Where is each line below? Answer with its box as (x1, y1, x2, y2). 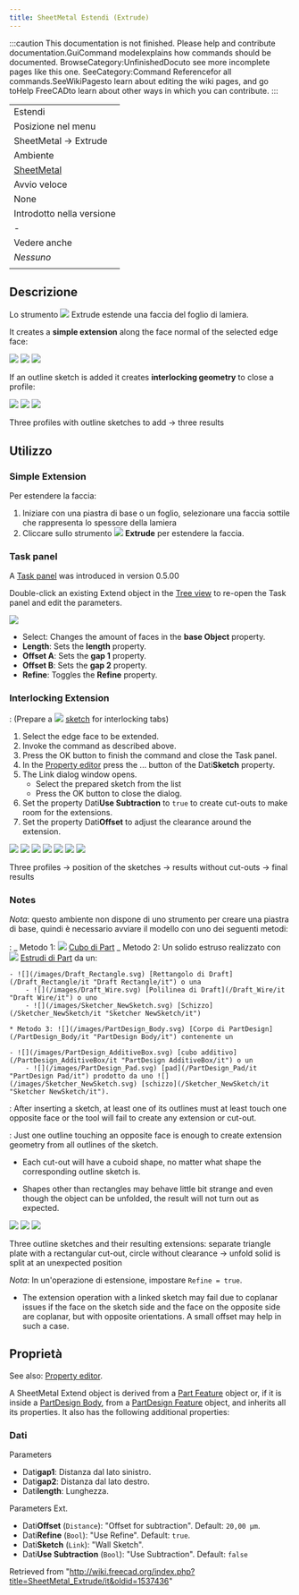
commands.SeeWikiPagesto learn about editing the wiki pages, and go (9, 75, 270, 86)
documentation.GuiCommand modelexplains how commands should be (9, 47, 272, 58)
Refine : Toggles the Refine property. (21, 670, 158, 680)
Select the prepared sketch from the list (35, 778, 181, 789)
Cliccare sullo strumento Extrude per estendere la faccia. (21, 528, 245, 539)
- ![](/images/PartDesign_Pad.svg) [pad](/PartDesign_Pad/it (25, 1064, 257, 1073)
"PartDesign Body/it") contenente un (93, 1033, 234, 1042)
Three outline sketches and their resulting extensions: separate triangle (9, 1239, 271, 1250)
